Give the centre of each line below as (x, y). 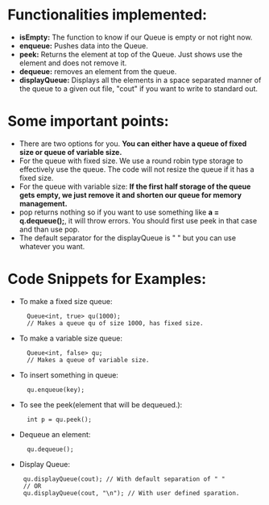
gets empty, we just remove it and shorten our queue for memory (130, 194)
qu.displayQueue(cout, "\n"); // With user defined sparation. (131, 493)
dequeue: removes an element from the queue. (98, 71)
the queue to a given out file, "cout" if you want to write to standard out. (139, 88)
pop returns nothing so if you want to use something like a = (119, 212)
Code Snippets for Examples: (107, 279)
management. (43, 203)
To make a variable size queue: (70, 338)
